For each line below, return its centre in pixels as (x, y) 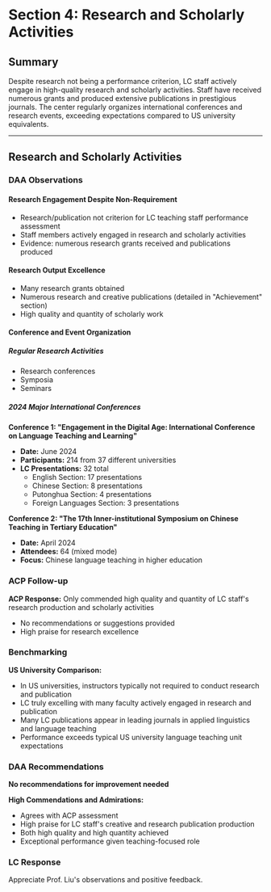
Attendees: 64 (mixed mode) (69, 552)
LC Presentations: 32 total (64, 469)
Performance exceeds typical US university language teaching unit (131, 737)
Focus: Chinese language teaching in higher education (111, 560)
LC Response (35, 862)
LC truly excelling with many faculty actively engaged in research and (135, 703)
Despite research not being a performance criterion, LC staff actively (123, 81)
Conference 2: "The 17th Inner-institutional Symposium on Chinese (124, 519)
